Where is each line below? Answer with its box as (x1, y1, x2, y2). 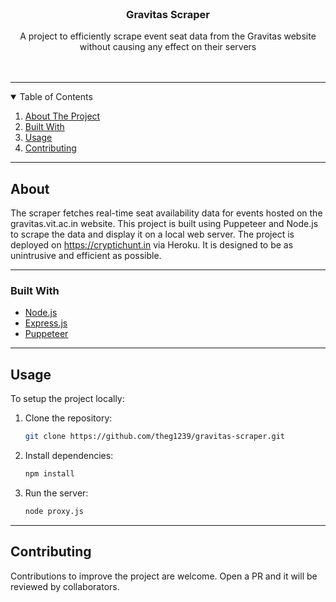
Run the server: (24, 487, 89, 499)
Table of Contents (19, 91, 93, 103)
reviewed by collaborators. (10, 580, 120, 592)
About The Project (24, 110, 101, 122)
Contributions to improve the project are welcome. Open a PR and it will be (10, 570, 318, 582)
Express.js (24, 317, 68, 329)
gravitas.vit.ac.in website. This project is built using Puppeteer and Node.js (10, 218, 319, 230)
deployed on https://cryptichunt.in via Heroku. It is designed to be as (10, 239, 294, 251)
